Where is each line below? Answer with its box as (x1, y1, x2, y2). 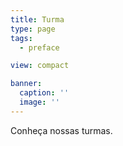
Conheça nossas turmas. (10, 124, 113, 136)
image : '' (19, 97, 60, 107)
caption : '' (19, 88, 70, 98)
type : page (10, 24, 56, 34)
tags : (10, 33, 33, 43)
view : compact (10, 61, 70, 71)
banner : (10, 79, 43, 89)
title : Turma (10, 14, 65, 25)
